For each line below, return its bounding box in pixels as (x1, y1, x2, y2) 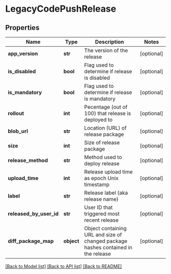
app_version (8, 50, 38, 57)
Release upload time (84, 168, 133, 175)
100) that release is (84, 110, 131, 117)
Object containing (84, 225, 127, 232)
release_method (8, 157, 48, 164)
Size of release (84, 139, 120, 146)
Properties (5, 23, 40, 32)
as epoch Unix (84, 175, 119, 181)
